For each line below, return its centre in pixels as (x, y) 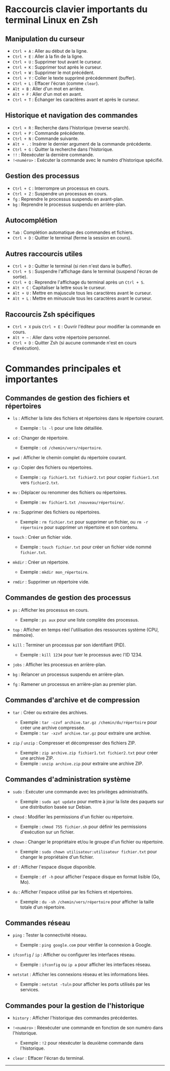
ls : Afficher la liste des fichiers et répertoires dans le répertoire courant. (88, 418)
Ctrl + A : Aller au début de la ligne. (50, 51)
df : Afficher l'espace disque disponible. (54, 867)
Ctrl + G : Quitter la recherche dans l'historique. (63, 149)
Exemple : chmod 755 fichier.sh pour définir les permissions (83, 826)
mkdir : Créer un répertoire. (41, 562)
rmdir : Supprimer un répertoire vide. (51, 582)
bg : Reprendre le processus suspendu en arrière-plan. (69, 204)
